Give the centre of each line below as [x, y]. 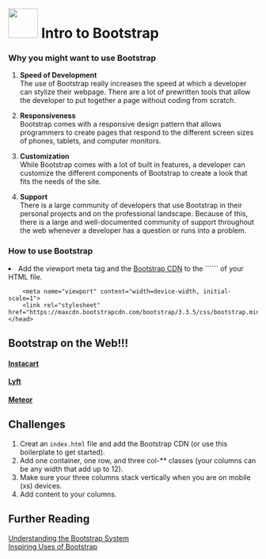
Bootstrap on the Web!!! [68, 343]
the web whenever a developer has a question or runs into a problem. [133, 230]
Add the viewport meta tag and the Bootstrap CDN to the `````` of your [131, 268]
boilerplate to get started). [62, 452]
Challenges [37, 425]
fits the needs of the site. [60, 181]
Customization [44, 156]
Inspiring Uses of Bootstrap [53, 546]
